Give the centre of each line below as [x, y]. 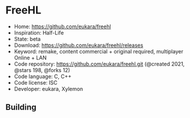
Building [21, 107]
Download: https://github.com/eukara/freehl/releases [79, 45]
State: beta [27, 39]
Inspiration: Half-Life [39, 32]
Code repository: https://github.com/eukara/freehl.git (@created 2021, [99, 64]
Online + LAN [30, 58]
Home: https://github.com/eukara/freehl [62, 26]
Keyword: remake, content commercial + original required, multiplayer [99, 51]
